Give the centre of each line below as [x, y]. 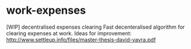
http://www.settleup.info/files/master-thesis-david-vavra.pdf [81, 39]
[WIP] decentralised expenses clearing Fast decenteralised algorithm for [95, 27]
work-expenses [46, 10]
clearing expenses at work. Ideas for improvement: [69, 33]
